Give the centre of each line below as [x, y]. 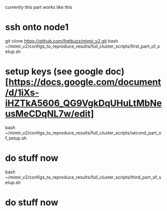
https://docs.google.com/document [85, 82]
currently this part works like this [39, 7]
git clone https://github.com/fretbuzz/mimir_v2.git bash [62, 41]
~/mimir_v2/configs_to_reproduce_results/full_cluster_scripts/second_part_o [83, 133]
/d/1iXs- [22, 93]
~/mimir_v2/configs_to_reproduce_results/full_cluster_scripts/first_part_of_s [83, 46]
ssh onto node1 [37, 27]
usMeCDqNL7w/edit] [50, 114]
